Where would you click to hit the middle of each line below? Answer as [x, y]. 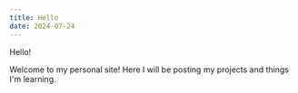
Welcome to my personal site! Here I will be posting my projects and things [149, 70]
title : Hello [34, 18]
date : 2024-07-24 [42, 26]
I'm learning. [33, 79]
